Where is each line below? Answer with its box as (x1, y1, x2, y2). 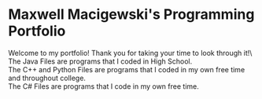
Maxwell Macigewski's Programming (8, 5, 255, 24)
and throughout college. (8, 73, 87, 82)
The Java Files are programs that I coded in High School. (8, 57, 193, 66)
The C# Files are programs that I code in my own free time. (8, 81, 199, 91)
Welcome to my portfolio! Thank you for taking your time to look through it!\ (8, 48, 253, 57)
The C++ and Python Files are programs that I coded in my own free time (8, 64, 245, 74)
